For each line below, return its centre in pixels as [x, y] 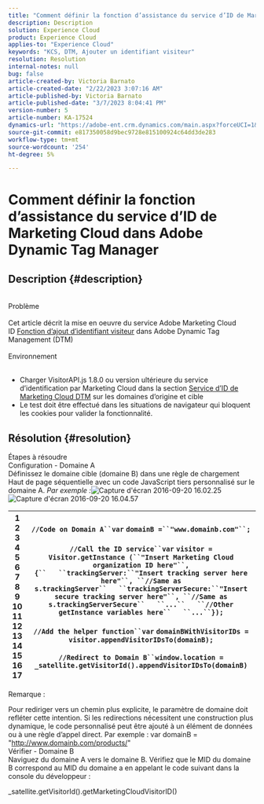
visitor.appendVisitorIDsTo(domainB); [141, 640]
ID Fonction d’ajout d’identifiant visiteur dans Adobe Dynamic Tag [114, 332]
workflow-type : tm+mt [44, 140]
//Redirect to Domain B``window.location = [141, 658]
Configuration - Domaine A [52, 465]
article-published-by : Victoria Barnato [75, 96]
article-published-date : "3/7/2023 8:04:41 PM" [88, 103]
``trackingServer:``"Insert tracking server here [153, 573]
